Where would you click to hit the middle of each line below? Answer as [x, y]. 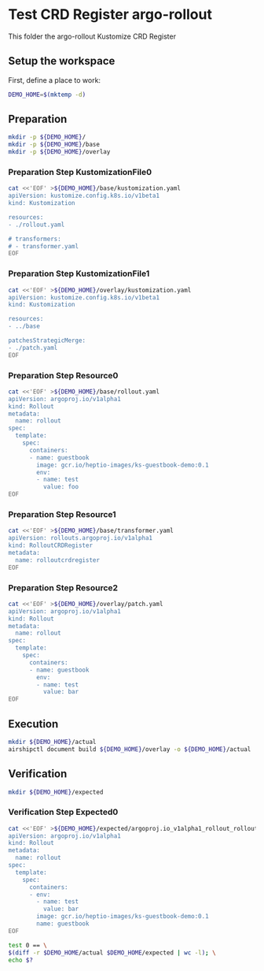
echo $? [21, 960]
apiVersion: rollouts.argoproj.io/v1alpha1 [81, 538]
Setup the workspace [62, 61]
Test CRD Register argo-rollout [110, 15]
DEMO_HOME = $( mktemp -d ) [47, 95]
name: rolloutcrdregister [58, 560]
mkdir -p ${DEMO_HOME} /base [54, 145]
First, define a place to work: [54, 80]
